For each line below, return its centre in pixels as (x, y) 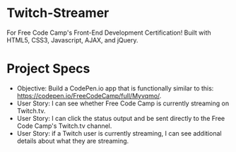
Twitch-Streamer (58, 13)
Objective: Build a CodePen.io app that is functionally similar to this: (115, 88)
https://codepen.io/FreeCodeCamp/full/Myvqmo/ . (89, 95)
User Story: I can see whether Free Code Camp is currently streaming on (123, 103)
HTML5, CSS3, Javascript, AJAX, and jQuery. (72, 40)
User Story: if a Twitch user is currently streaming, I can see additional (119, 133)
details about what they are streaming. (73, 141)
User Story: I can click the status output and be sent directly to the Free (121, 118)
